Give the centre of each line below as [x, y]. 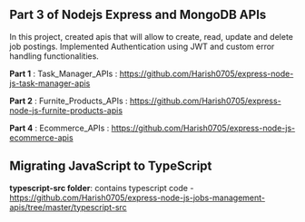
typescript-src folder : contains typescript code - [102, 188]
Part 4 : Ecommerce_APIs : [59, 128]
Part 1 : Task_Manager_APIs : [64, 73]
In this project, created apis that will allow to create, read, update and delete [151, 36]
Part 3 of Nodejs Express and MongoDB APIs [138, 15]
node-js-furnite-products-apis [66, 110]
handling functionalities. [54, 56]
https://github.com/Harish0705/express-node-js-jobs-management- [138, 198]
